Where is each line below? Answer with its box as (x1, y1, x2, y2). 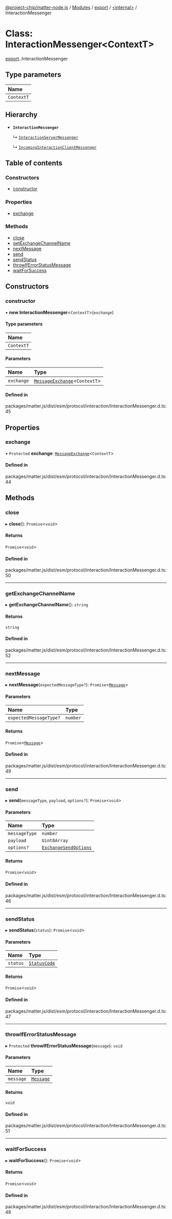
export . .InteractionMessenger (5, 55, 68, 62)
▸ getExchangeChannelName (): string (5, 602, 89, 608)
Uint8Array (41, 838, 68, 844)
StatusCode (29, 961, 55, 966)
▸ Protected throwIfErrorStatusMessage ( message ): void (5, 1043, 123, 1049)
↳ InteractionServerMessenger (12, 134, 78, 140)
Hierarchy (5, 110, 38, 119)
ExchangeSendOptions (41, 845, 92, 850)
